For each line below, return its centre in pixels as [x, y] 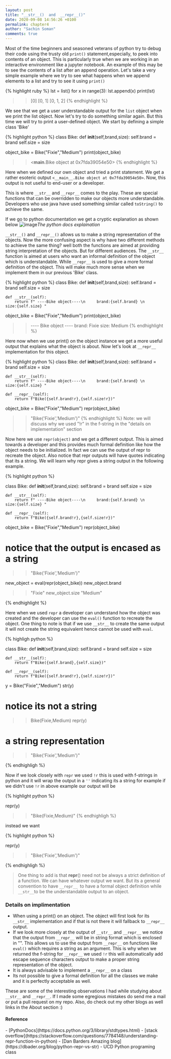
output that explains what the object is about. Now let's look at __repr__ [81, 346]
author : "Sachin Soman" [31, 29]
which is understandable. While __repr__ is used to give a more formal [79, 262]
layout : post [19, 10]
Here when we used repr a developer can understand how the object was [83, 612]
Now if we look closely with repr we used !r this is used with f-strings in [81, 775]
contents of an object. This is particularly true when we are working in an [82, 59]
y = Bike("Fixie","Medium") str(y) [40, 686]
